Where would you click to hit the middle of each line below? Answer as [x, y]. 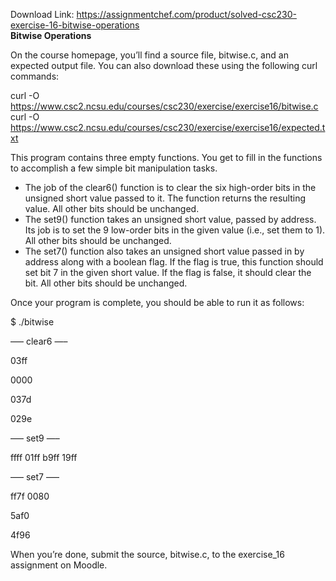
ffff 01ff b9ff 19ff [44, 457]
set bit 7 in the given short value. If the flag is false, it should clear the [168, 272]
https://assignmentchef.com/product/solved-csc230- [186, 14]
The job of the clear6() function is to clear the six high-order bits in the [170, 187]
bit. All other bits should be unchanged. [106, 283]
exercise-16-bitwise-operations [75, 25]
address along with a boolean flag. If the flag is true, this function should [174, 262]
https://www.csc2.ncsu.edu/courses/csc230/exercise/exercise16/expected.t [168, 127]
